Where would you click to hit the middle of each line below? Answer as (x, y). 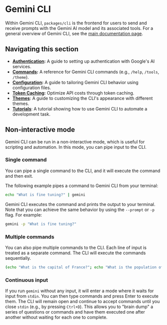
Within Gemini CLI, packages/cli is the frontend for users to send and (76, 23)
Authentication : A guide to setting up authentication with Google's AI (83, 61)
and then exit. (19, 176)
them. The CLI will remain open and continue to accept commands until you (83, 302)
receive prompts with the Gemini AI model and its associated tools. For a (79, 28)
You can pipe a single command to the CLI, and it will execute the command (83, 171)
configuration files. (32, 88)
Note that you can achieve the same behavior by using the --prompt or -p (80, 210)
